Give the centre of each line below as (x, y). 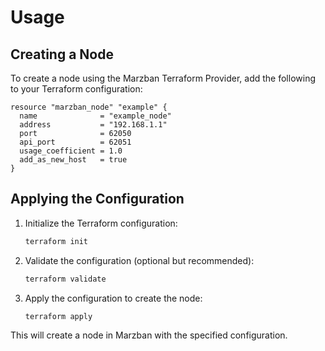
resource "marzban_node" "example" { (89, 107)
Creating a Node (62, 54)
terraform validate (65, 279)
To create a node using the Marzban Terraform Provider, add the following (163, 78)
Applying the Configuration (97, 199)
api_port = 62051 (75, 142)
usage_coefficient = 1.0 (71, 151)
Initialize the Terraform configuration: (101, 223)
